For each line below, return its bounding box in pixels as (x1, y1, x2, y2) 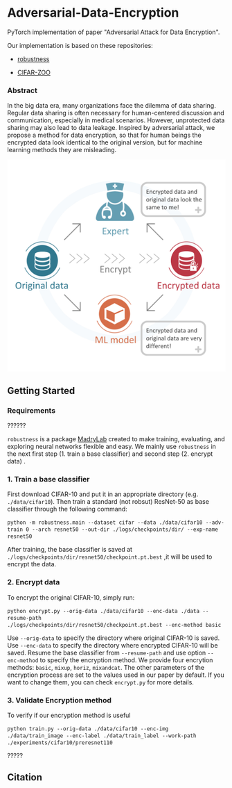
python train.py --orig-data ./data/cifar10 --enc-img (7, 725, 169, 732)
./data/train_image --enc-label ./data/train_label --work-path (7, 732, 197, 739)
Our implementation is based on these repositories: (7, 41, 154, 49)
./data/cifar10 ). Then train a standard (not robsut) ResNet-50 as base (7, 498, 210, 506)
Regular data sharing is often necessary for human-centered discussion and (7, 109, 225, 117)
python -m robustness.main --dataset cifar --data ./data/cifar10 (7, 519, 203, 526)
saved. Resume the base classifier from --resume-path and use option (7, 648, 206, 657)
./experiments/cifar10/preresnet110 (7, 739, 113, 746)
